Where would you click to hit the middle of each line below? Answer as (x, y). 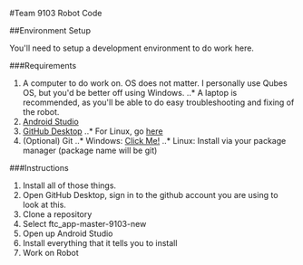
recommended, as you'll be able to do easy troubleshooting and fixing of (158, 102)
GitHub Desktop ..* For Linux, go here (93, 131)
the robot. (41, 112)
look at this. (44, 204)
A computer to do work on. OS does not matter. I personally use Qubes (155, 83)
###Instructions (39, 168)
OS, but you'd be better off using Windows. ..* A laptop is (130, 93)
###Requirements (43, 66)
